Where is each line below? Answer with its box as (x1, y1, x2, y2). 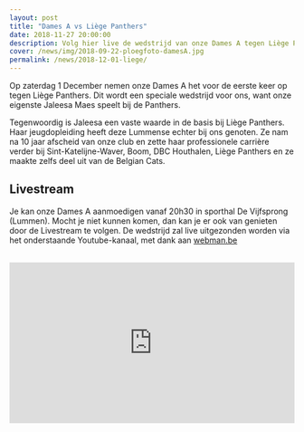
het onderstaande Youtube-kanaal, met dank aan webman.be (9, 235, 238, 245)
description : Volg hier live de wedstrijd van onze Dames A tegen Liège (9, 38, 290, 48)
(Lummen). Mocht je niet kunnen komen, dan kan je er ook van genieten (9, 215, 278, 226)
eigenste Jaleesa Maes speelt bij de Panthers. (9, 100, 181, 110)
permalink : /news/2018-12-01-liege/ (9, 55, 147, 64)
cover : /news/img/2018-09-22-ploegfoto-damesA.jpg (9, 47, 204, 56)
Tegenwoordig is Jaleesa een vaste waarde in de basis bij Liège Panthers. (9, 117, 285, 128)
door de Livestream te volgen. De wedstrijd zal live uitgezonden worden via (9, 225, 290, 235)
